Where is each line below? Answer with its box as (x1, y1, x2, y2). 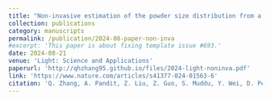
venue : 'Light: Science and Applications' (8, 57, 153, 65)
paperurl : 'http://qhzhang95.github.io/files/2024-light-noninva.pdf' (8, 65, 251, 73)
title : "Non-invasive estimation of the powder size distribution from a (8, 11, 262, 20)
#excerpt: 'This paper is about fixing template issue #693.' (8, 42, 222, 50)
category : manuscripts (8, 27, 85, 35)
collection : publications (8, 19, 95, 27)
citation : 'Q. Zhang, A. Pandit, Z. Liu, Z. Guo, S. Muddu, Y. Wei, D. (8, 79, 254, 87)
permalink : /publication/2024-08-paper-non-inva (8, 34, 175, 43)
